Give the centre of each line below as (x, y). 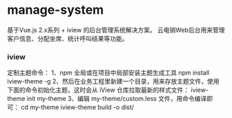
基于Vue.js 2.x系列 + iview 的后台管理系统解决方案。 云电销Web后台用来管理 (116, 30)
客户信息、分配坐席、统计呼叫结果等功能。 (68, 38)
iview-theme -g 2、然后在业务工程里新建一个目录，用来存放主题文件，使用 (113, 81)
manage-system (56, 10)
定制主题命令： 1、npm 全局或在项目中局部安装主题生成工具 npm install (108, 73)
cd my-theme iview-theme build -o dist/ (77, 107)
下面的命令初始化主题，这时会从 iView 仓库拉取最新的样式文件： (98, 90)
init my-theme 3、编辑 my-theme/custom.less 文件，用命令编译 (117, 99)
